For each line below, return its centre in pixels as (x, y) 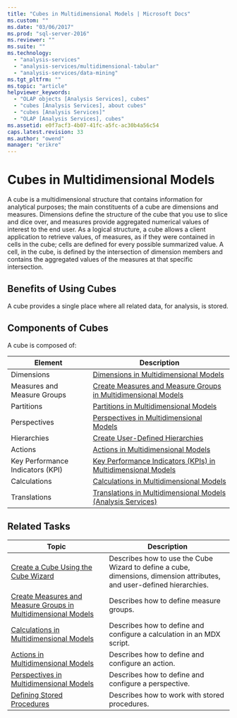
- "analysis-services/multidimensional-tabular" (86, 66)
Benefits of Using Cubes (62, 289)
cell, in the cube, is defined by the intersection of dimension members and (115, 252)
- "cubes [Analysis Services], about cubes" (80, 106)
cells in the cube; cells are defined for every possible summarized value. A (116, 245)
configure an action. (142, 663)
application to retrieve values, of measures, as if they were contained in (111, 237)
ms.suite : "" (26, 47)
